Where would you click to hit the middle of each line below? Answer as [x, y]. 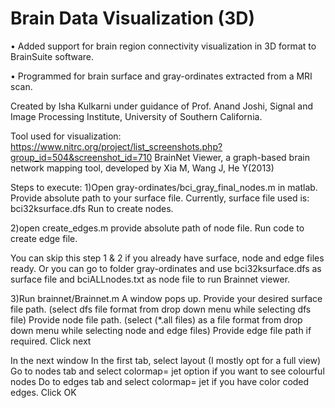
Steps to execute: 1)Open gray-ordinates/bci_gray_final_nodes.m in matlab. [164, 187]
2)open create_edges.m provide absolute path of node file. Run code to [157, 228]
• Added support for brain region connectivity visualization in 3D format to [163, 46]
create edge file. [44, 238]
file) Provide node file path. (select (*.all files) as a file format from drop [156, 319]
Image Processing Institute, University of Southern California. [136, 116]
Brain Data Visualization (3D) [133, 18]
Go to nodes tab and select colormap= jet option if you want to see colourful [167, 371]
